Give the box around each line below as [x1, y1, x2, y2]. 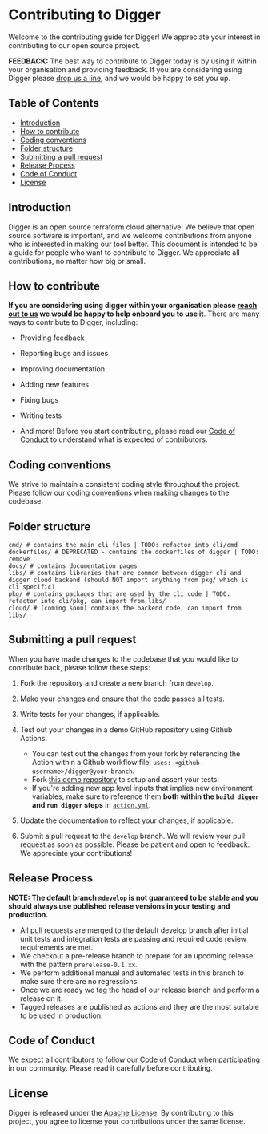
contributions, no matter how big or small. [8, 256, 146, 265]
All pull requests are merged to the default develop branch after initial [19, 925, 249, 935]
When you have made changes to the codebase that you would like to [8, 654, 238, 663]
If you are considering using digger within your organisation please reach [8, 301, 258, 310]
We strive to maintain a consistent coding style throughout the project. [8, 480, 240, 489]
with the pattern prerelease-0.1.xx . [19, 959, 138, 969]
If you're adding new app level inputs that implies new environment [31, 783, 254, 792]
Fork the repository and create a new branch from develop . [19, 678, 214, 687]
